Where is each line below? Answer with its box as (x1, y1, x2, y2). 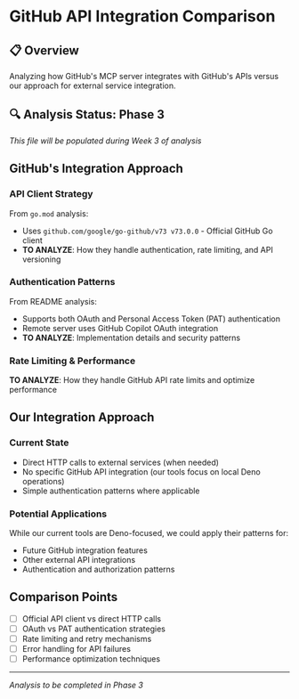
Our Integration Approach (9, 410, 155, 425)
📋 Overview (9, 43, 80, 58)
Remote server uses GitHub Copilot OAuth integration (21, 322, 219, 333)
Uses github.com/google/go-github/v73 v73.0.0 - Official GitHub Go (21, 225, 273, 236)
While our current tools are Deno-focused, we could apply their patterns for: (9, 528, 289, 539)
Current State (9, 436, 69, 449)
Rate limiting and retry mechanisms (21, 634, 152, 645)
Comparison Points (9, 589, 118, 605)
